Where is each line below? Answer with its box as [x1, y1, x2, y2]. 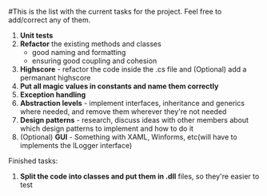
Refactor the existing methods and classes [19, 39, 161, 49]
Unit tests [19, 31, 54, 40]
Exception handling [19, 90, 86, 99]
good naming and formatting [31, 48, 126, 57]
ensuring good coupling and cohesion [31, 56, 157, 65]
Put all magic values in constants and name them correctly [19, 81, 219, 91]
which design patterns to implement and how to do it [19, 123, 194, 133]
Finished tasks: [8, 156, 58, 166]
